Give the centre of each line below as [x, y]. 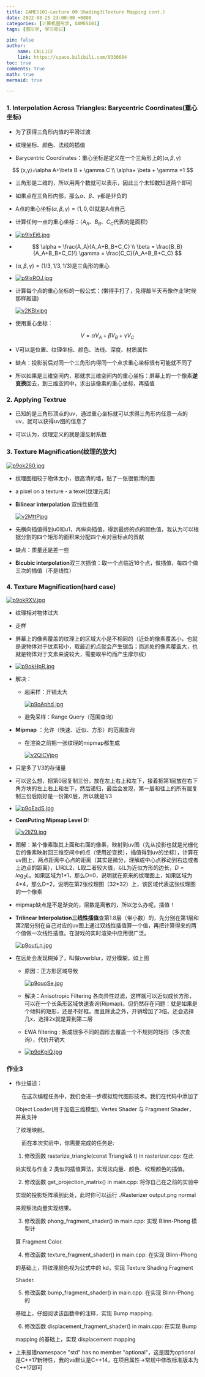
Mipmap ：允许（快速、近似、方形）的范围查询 [75, 730]
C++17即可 [29, 1368]
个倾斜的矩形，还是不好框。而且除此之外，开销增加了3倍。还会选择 [109, 1011]
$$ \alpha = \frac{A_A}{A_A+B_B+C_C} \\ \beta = [93, 247]
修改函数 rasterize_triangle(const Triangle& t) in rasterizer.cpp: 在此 [109, 1156]
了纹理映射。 [31, 1130]
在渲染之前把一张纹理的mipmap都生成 [72, 743]
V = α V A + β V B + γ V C [107, 336]
